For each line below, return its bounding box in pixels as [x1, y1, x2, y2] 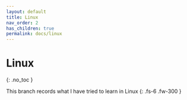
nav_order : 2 [6, 20, 39, 26]
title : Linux [6, 14, 39, 20]
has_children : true [6, 25, 55, 32]
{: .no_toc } [6, 76, 33, 83]
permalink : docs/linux [6, 31, 62, 37]
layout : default [6, 8, 46, 15]
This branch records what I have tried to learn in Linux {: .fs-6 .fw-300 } [6, 87, 182, 95]
